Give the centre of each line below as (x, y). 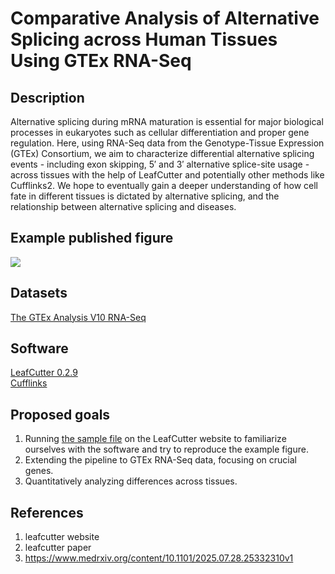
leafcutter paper (58, 548)
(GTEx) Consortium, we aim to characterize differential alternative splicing (162, 153)
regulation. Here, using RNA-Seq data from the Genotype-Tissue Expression (167, 143)
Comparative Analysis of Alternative (165, 18)
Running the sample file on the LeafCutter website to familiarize (155, 439)
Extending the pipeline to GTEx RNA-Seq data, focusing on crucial (160, 460)
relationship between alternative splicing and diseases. (123, 206)
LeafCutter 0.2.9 (44, 373)
